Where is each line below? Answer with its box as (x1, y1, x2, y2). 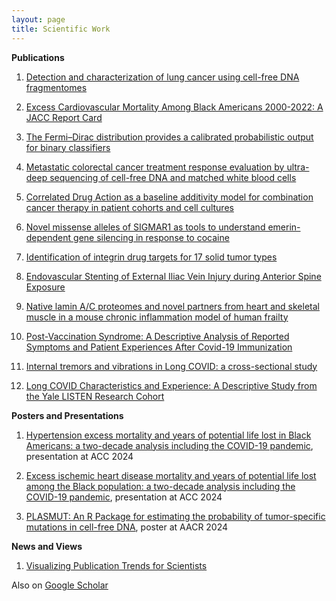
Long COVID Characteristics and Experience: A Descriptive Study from (25, 379, 318, 391)
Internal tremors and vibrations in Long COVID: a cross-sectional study (25, 360, 318, 372)
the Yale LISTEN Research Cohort (25, 390, 165, 402)
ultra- (286, 161, 310, 173)
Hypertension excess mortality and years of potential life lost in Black (25, 429, 312, 441)
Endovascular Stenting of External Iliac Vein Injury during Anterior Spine (25, 270, 322, 282)
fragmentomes (25, 81, 88, 93)
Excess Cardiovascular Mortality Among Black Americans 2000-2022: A (25, 101, 324, 113)
